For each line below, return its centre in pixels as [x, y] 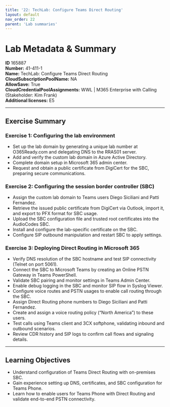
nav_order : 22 [20, 19]
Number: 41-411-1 [24, 68]
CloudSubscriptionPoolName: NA [41, 79]
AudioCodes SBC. [31, 224]
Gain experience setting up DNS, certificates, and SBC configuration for [87, 383]
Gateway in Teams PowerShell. [45, 275]
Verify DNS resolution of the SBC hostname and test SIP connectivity [84, 259]
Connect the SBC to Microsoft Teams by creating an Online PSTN [81, 270]
